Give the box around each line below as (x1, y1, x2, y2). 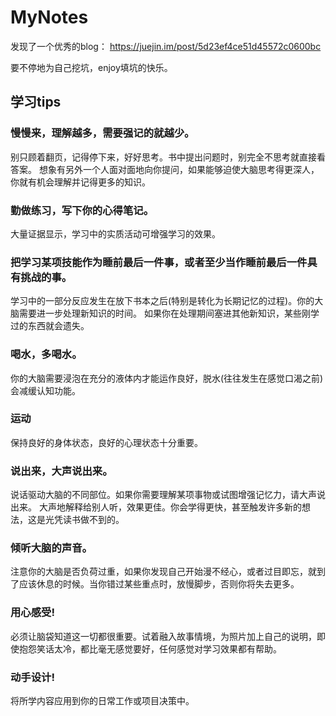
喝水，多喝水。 (10, 347, 83, 361)
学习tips (10, 94, 62, 111)
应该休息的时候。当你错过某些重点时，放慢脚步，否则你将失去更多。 (18, 578, 300, 590)
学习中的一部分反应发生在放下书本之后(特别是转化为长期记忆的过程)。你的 (10, 295, 315, 307)
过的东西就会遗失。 (10, 320, 90, 332)
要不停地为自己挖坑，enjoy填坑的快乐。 (10, 61, 173, 73)
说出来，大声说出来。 (10, 464, 113, 478)
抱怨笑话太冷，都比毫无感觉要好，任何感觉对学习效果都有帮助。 (18, 642, 282, 655)
